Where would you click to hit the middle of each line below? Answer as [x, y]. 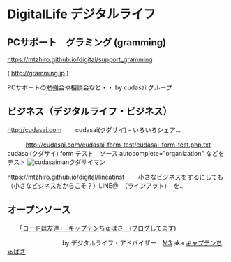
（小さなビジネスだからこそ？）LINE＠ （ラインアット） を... [96, 185]
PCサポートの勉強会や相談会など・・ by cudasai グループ [90, 87]
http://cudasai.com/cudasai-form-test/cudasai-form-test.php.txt [118, 145]
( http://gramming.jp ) [38, 73]
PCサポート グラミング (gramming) [87, 42]
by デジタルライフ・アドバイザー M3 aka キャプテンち [142, 242]
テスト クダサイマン [57, 162]
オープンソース [39, 210]
